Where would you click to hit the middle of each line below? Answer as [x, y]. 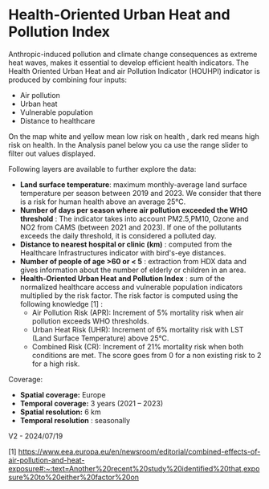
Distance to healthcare [57, 120]
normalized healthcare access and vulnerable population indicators [131, 287]
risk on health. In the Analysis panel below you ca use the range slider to [128, 145]
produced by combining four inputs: [67, 79]
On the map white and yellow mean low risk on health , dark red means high [134, 136]
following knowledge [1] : [61, 304]
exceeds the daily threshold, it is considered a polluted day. [118, 235]
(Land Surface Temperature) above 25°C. [100, 338]
